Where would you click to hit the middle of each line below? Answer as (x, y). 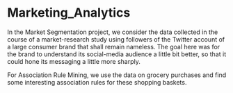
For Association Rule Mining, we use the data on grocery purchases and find (117, 75)
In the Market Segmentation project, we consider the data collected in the (113, 32)
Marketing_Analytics (69, 13)
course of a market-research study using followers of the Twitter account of (116, 39)
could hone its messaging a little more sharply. (74, 61)
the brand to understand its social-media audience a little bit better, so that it (117, 54)
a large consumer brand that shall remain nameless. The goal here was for (114, 46)
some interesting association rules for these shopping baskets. (97, 82)
